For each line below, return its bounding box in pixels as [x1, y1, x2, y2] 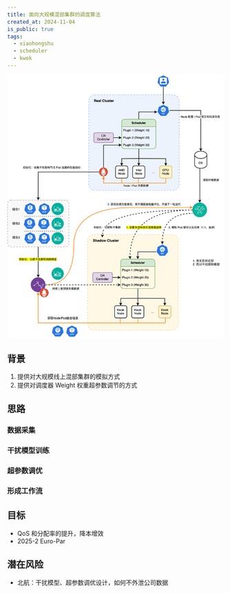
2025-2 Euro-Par [17, 536, 66, 545]
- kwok [13, 55, 32, 62]
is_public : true [7, 26, 54, 32]
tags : [7, 33, 23, 40]
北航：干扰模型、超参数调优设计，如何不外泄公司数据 [17, 578, 169, 586]
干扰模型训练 [7, 445, 50, 455]
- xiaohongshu [13, 40, 54, 48]
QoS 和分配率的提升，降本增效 [17, 529, 104, 537]
